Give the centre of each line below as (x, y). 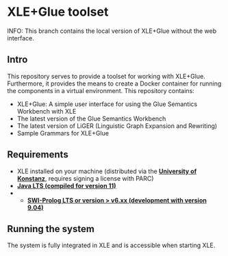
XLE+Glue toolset (58, 12)
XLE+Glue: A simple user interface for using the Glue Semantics (107, 104)
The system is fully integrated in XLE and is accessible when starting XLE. (111, 245)
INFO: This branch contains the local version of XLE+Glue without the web (112, 31)
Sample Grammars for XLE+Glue (63, 133)
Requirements (38, 155)
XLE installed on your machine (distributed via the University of (107, 171)
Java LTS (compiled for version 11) (66, 185)
